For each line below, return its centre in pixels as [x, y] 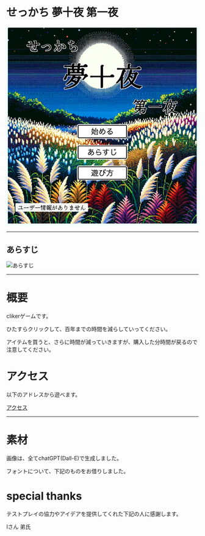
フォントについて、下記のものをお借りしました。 [68, 471]
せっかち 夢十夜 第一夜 [63, 13]
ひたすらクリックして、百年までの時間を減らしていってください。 [89, 329]
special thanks [44, 496]
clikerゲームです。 [29, 316]
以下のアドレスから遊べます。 [44, 395]
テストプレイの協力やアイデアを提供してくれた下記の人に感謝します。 [94, 513]
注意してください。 [31, 350]
